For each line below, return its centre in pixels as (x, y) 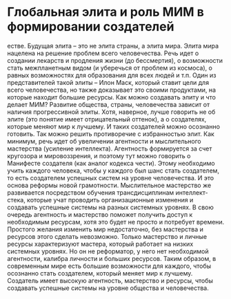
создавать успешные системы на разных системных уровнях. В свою (110, 207)
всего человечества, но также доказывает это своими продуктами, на (111, 90)
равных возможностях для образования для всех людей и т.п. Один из (112, 75)
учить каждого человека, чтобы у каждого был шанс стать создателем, (113, 171)
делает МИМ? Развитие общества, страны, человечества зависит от (109, 104)
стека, (16, 200)
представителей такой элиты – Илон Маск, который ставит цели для (108, 82)
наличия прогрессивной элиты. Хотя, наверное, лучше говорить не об (111, 112)
